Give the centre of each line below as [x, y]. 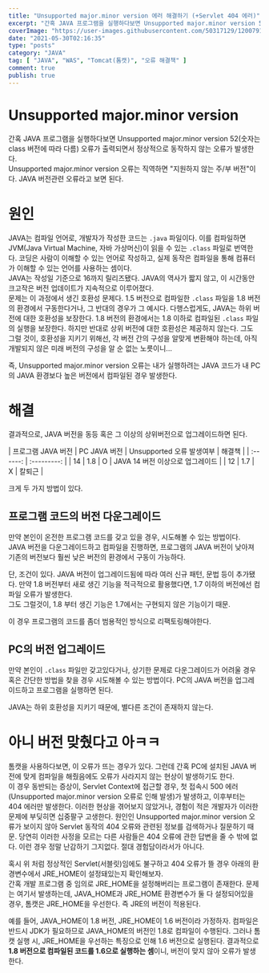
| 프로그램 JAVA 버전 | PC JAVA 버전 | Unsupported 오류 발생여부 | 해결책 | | [129, 451]
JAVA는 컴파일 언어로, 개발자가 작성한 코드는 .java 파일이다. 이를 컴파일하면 [127, 238]
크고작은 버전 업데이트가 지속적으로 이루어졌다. [81, 288]
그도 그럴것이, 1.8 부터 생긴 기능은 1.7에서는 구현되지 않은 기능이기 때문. [119, 605]
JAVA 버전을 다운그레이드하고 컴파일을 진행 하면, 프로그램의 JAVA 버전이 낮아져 [131, 548]
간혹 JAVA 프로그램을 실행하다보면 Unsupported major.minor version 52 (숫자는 [134, 138]
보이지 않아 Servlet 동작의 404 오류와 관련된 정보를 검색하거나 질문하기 [134, 826]
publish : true [32, 75]
